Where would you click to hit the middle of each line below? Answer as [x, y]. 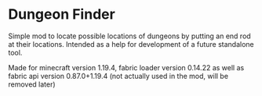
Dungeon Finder [62, 14]
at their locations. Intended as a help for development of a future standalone [131, 44]
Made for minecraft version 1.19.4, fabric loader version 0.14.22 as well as [126, 67]
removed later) [32, 84]
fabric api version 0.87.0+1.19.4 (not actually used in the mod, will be [118, 76]
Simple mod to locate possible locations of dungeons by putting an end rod [129, 36]
